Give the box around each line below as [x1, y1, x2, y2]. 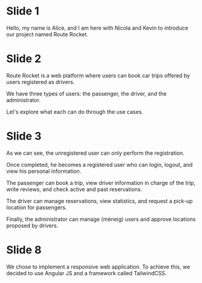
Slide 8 [6, 243, 42, 256]
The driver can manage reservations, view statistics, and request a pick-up [6, 197, 193, 204]
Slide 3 [6, 129, 42, 143]
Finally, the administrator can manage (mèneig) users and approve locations [6, 215, 196, 223]
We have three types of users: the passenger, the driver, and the [6, 89, 167, 97]
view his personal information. [6, 168, 82, 175]
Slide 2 [6, 52, 42, 66]
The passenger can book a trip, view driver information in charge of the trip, [6, 179, 195, 186]
